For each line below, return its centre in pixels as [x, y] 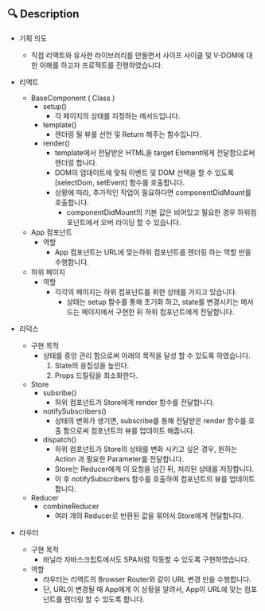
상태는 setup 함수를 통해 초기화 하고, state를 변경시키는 [153, 302]
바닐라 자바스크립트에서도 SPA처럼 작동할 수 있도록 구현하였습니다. [146, 559]
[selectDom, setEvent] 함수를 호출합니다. [119, 182]
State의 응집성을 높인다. [92, 365]
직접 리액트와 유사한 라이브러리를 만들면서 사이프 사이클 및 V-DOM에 [137, 55]
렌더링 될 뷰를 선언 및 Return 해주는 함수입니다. [128, 134]
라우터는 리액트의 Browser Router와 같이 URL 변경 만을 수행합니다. [147, 579]
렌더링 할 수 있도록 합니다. [104, 599]
